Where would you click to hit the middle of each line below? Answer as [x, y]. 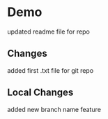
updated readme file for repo [49, 31]
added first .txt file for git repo [51, 70]
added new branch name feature [54, 109]
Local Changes [40, 93]
